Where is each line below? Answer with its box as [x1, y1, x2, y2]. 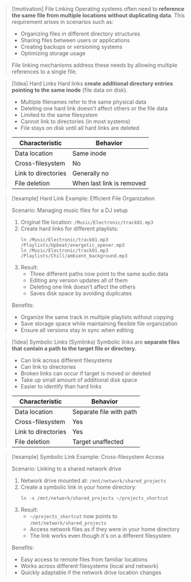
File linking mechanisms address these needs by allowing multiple [11, 61, 178, 69]
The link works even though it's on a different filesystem [29, 532, 171, 539]
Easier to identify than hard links [20, 383, 102, 390]
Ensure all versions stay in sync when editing [20, 327, 134, 333]
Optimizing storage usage [20, 50, 86, 57]
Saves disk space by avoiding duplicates [29, 290, 132, 297]
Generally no [72, 169, 109, 177]
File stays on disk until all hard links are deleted [20, 124, 140, 131]
